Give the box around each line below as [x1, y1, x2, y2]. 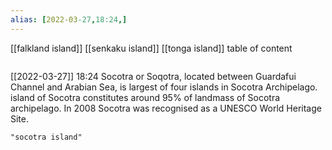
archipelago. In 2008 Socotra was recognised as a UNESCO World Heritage [10, 102, 322, 114]
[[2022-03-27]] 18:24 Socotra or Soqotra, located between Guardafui [10, 70, 297, 82]
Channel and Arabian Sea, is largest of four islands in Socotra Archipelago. [10, 81, 318, 93]
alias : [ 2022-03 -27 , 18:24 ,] [10, 14, 128, 25]
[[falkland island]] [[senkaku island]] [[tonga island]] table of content [10, 42, 293, 54]
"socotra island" [10, 132, 83, 142]
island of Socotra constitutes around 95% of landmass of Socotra [10, 91, 281, 103]
